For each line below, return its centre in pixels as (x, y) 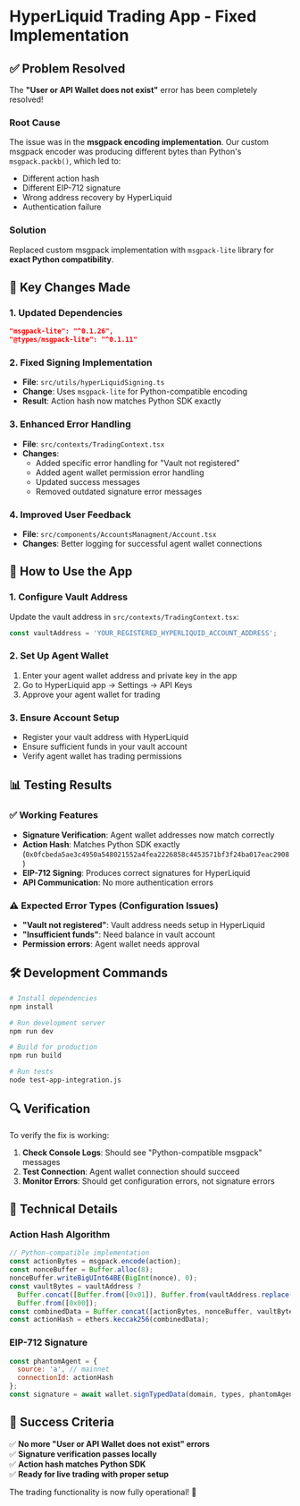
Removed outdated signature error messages (119, 491)
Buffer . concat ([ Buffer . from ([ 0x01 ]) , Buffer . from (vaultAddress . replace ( (155, 1295)
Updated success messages (87, 481)
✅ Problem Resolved (67, 68)
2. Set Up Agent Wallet (59, 656)
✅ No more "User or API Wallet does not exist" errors (109, 1443)
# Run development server (57, 1023)
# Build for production (54, 1047)
